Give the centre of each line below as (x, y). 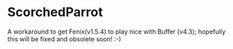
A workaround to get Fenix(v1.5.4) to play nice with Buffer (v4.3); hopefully (116, 31)
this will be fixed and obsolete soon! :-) (64, 38)
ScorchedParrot (55, 12)
